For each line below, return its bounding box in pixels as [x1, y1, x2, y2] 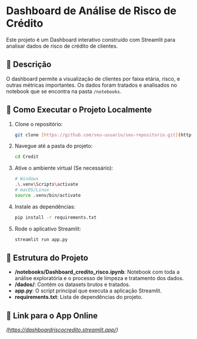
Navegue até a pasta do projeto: [14, 143, 93, 150]
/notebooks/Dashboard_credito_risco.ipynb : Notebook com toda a [14, 268, 180, 275]
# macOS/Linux [14, 187, 49, 193]
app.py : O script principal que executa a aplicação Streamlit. [14, 287, 162, 294]
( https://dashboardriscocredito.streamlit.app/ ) [6, 326, 119, 334]
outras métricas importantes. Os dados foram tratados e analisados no [6, 81, 178, 88]
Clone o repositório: [14, 120, 63, 127]
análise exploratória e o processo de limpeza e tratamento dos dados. [14, 275, 184, 282]
